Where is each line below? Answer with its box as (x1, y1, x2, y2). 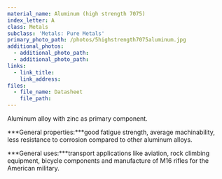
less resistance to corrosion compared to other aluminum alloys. (7, 135, 193, 144)
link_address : (20, 75, 61, 83)
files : (7, 82, 27, 89)
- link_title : (13, 69, 55, 76)
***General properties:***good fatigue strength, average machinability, (7, 128, 215, 136)
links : (7, 62, 27, 69)
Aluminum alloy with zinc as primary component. (7, 114, 148, 123)
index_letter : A (7, 17, 55, 24)
